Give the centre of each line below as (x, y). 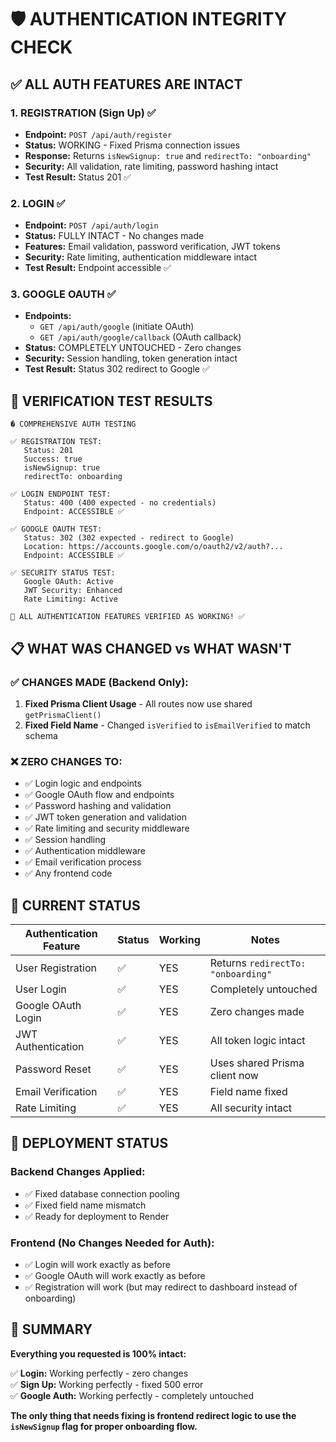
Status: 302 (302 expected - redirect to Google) (129, 538)
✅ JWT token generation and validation (105, 817)
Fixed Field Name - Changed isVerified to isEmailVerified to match (167, 725)
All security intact (251, 1108)
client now (234, 1076)
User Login (41, 989)
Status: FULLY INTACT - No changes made (114, 236)
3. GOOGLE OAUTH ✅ (63, 294)
